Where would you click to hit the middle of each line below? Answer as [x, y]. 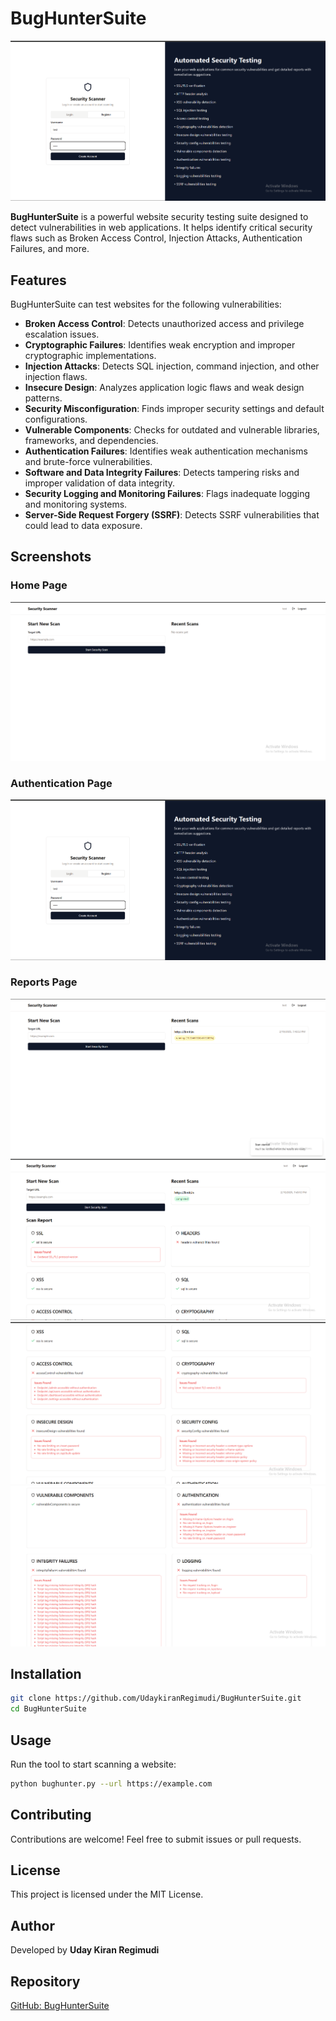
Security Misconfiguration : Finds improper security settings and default [174, 408]
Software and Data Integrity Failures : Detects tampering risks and [162, 472]
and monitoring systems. [76, 504]
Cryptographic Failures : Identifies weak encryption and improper [160, 344]
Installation [46, 1673]
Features [38, 280]
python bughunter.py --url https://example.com [111, 1783]
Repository [45, 1981]
